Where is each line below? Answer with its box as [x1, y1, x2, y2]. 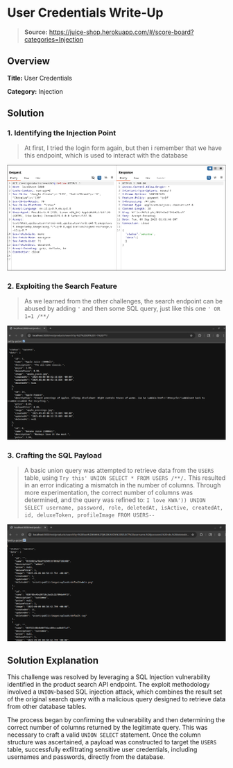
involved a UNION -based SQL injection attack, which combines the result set [7, 687, 223, 696]
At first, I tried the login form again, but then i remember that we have [24, 144, 222, 152]
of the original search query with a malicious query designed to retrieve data [7, 695, 226, 703]
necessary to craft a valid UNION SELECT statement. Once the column [7, 731, 201, 739]
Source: [24, 28, 48, 36]
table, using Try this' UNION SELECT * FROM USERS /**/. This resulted [24, 474, 226, 482]
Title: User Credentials [7, 74, 73, 82]
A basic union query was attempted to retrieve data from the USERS [24, 467, 214, 474]
